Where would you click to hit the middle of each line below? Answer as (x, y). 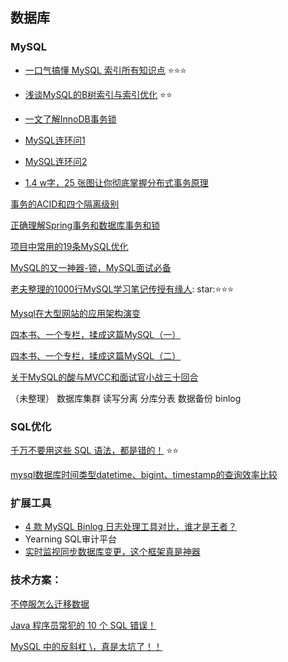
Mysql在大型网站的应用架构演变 (75, 313)
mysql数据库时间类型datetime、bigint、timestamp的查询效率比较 (144, 474)
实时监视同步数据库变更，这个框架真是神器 (112, 552)
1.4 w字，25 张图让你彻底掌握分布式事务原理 (116, 182)
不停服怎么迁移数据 (50, 604)
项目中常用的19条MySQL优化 (69, 246)
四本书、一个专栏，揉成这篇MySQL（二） (96, 355)
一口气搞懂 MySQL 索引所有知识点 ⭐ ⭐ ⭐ (105, 70)
